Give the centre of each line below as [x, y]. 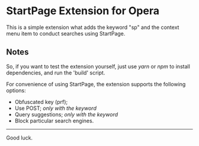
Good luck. [20, 138]
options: [16, 90]
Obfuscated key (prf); [41, 102]
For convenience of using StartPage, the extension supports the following [96, 84]
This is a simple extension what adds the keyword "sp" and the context [93, 27]
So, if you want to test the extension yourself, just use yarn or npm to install [98, 66]
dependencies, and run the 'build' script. [56, 73]
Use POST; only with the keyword [55, 108]
